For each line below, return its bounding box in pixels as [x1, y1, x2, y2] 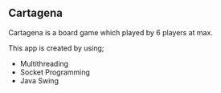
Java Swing [19, 75, 59, 85]
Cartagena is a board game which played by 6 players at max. [8, 27, 213, 37]
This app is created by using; [8, 43, 104, 53]
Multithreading [19, 59, 69, 68]
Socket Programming [19, 67, 91, 77]
